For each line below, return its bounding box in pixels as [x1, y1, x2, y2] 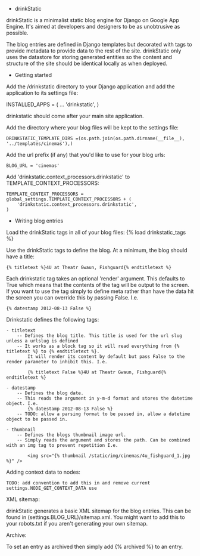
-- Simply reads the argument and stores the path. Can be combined [17, 437, 190, 443]
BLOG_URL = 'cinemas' [6, 163, 60, 169]
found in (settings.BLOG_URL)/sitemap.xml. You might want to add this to [6, 514, 186, 521]
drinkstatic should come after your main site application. [6, 113, 144, 119]
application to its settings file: [6, 89, 79, 96]
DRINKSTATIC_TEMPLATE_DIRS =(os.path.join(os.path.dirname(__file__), [6, 135, 185, 141]
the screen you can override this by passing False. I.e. [6, 294, 139, 301]
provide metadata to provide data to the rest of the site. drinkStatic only [6, 47, 182, 54]
